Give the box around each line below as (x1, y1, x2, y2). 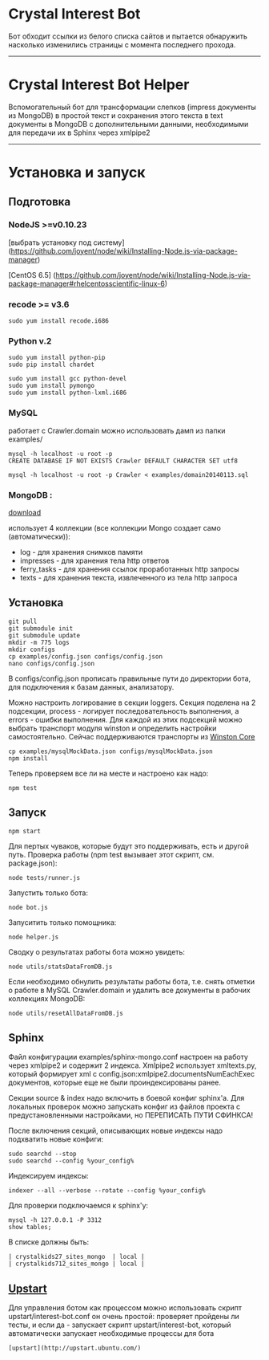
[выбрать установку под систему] (8, 238, 126, 247)
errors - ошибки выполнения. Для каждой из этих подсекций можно (8, 715, 243, 724)
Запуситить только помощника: (8, 917, 117, 927)
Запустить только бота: (8, 888, 88, 898)
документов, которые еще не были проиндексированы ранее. (8, 1077, 222, 1088)
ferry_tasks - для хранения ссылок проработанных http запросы (19, 564, 240, 574)
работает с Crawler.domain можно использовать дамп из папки (8, 426, 226, 435)
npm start (8, 827, 42, 835)
